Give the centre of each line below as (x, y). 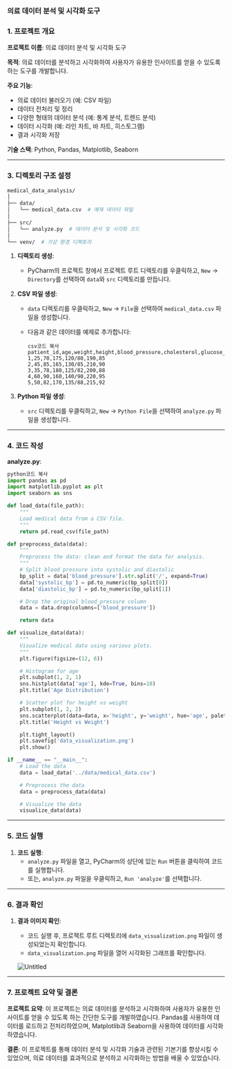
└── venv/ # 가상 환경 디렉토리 (49, 242)
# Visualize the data (50, 804)
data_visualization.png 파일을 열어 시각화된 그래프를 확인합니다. (117, 953)
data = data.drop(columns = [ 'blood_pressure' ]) (88, 608)
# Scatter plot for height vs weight (74, 703)
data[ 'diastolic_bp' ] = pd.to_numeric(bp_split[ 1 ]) (95, 589)
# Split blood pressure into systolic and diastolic (97, 570)
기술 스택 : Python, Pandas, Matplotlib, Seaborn (73, 149)
